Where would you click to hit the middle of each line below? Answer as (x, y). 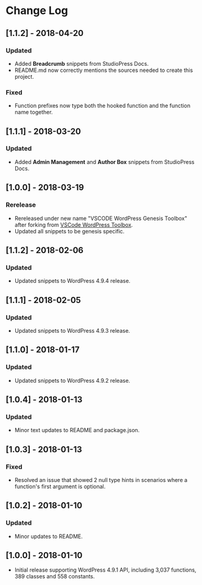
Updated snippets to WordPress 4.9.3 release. (72, 330)
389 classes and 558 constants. (54, 576)
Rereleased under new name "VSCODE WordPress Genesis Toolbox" (101, 218)
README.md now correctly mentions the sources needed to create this (103, 70)
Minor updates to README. (48, 536)
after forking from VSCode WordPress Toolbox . (74, 225)
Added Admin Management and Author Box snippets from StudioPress (104, 161)
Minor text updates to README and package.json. (77, 430)
